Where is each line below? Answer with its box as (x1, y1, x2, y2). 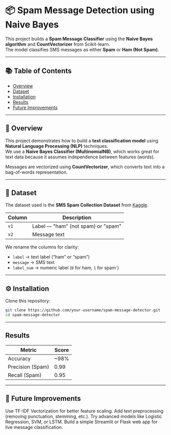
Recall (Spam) (8, 371, 42, 378)
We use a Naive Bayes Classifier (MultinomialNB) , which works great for (5, 148, 159, 154)
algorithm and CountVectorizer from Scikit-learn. (5, 41, 110, 47)
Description (62, 214, 92, 221)
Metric (20, 346, 37, 354)
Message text (32, 231, 65, 238)
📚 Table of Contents (5, 67, 72, 75)
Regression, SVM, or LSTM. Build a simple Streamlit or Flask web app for (5, 419, 158, 425)
